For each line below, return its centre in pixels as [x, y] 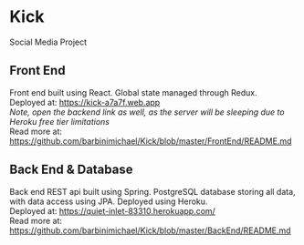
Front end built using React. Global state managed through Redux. [133, 92]
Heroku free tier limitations [59, 121]
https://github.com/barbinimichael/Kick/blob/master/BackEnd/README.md [150, 230]
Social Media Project [48, 42]
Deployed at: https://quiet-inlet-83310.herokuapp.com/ [113, 210]
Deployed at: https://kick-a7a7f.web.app [85, 102]
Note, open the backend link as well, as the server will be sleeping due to [147, 112]
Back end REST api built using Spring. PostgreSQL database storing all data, [152, 191]
